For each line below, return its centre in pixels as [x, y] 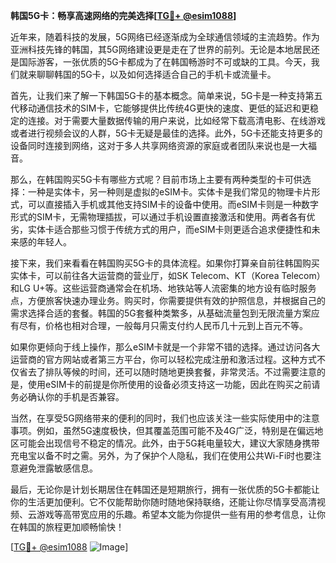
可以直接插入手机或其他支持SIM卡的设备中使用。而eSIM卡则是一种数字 [173, 204]
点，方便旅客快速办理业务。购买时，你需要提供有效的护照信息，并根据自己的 [168, 300]
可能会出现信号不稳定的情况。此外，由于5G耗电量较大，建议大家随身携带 [169, 443]
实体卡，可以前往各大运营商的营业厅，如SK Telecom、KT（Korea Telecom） [168, 275]
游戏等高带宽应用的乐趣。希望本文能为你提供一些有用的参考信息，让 [176, 514]
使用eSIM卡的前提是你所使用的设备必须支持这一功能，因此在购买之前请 [174, 384]
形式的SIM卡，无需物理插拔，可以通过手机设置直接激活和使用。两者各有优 [163, 217]
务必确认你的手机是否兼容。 [67, 397]
